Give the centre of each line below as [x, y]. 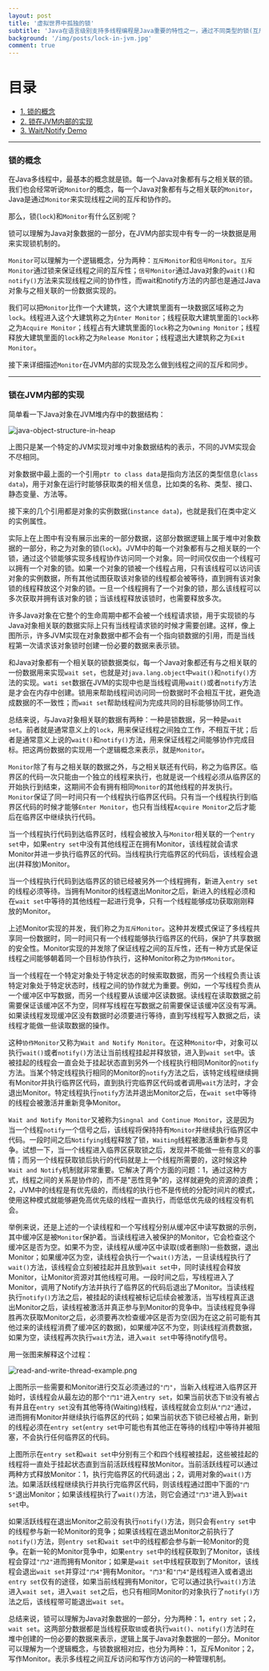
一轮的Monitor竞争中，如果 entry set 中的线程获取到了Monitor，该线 [148, 1551]
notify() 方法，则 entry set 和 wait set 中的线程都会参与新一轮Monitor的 [125, 1541]
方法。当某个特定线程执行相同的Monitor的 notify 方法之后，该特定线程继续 [130, 1073]
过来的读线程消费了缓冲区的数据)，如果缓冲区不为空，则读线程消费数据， [136, 1327]
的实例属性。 [29, 521]
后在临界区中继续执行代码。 [54, 817]
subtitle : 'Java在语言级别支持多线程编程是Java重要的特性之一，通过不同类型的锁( [131, 30]
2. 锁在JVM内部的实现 [56, 122]
